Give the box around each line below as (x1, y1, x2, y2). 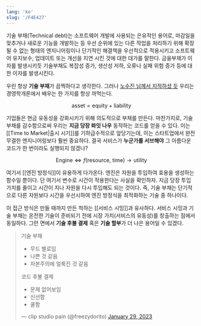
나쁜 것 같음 (30, 252, 58, 260)
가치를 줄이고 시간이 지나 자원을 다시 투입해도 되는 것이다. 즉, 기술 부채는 (6, 184, 177, 191)
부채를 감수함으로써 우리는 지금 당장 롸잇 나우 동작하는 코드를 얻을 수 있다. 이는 (6, 122, 191, 129)
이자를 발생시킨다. (12, 69, 55, 77)
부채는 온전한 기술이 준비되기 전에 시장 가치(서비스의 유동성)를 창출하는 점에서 (12, 212, 196, 219)
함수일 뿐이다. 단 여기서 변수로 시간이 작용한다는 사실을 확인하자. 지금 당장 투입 (6, 176, 191, 184)
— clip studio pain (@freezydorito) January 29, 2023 (21, 313, 153, 320)
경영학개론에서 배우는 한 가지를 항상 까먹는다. (6, 90, 113, 97)
